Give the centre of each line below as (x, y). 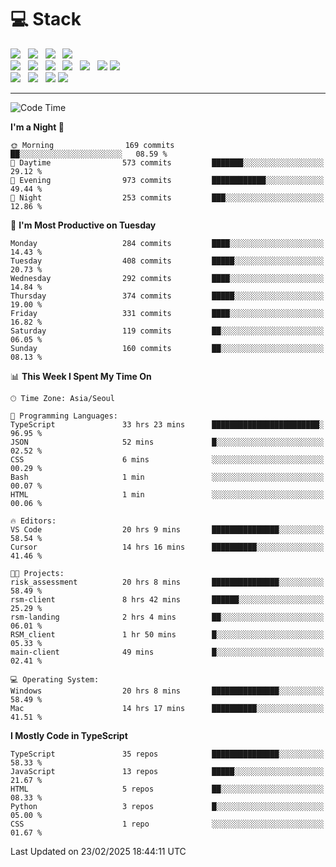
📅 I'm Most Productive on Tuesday (83, 225)
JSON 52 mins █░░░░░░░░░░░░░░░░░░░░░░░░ (167, 442)
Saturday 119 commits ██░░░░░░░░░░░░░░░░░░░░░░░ (167, 331)
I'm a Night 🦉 (37, 127)
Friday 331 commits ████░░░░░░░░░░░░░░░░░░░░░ (167, 313)
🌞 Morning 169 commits (92, 145)
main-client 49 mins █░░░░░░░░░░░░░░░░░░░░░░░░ (167, 652)
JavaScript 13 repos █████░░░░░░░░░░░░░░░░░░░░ (167, 771)
